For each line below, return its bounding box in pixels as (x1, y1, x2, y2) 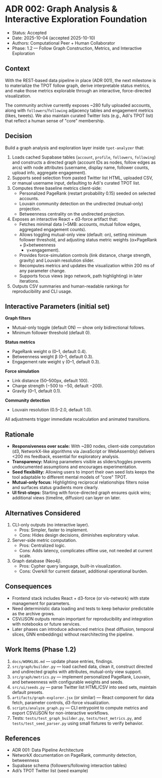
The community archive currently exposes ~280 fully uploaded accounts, (5, 102, 151, 108)
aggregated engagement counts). (19, 226, 87, 232)
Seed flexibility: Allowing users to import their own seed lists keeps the (12, 469, 155, 475)
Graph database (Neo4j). (12, 558, 62, 564)
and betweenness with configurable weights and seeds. (12, 679, 124, 685)
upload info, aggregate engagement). (12, 169, 87, 175)
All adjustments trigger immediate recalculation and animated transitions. (5, 416, 151, 422)
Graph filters (5, 315, 31, 321)
